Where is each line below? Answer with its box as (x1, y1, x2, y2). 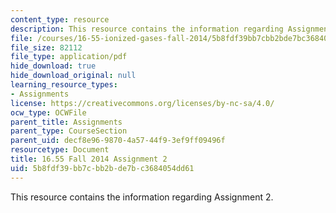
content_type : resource (10, 14, 110, 25)
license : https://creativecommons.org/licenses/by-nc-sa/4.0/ (10, 98, 275, 108)
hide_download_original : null (10, 71, 137, 81)
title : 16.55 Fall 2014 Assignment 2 (10, 154, 168, 164)
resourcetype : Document (10, 145, 110, 155)
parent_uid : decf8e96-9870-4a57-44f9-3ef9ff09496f (10, 136, 226, 146)
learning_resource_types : (10, 80, 118, 90)
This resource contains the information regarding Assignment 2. (10, 191, 274, 203)
